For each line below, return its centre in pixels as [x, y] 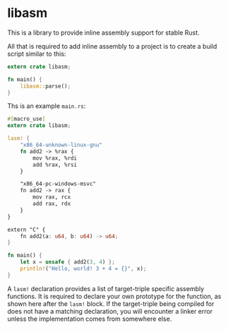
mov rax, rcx [52, 197]
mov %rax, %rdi [55, 158]
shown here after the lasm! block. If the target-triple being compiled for [111, 304]
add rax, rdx [52, 204]
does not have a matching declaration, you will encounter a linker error [110, 311]
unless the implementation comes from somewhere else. [90, 319]
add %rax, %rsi [55, 165]
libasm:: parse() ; [46, 86]
